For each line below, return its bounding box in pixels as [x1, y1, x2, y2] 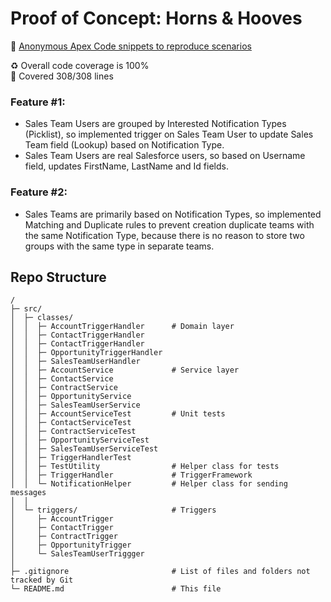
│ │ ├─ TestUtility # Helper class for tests [10, 462, 280, 472]
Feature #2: [10, 185, 68, 199]
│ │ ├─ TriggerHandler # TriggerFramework [10, 470, 253, 481]
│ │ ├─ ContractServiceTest [10, 427, 137, 437]
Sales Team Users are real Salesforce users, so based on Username [24, 150, 306, 162]
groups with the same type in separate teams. [24, 240, 215, 252]
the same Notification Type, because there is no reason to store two [24, 229, 305, 241]
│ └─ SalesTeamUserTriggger [10, 549, 145, 559]
